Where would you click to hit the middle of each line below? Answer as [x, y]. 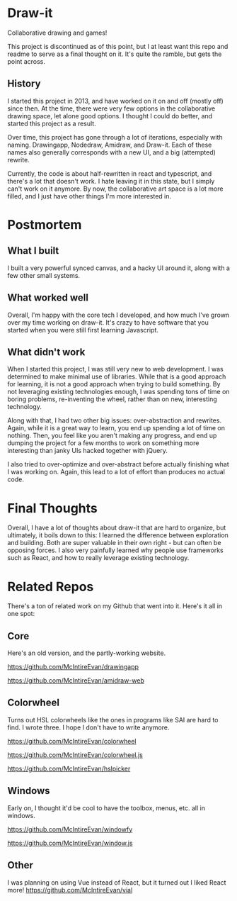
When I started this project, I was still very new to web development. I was [116, 369]
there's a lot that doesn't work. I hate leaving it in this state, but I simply [111, 181]
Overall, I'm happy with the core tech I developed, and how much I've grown [118, 315]
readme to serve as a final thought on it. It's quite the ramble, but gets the [115, 54]
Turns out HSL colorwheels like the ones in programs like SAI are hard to [113, 720]
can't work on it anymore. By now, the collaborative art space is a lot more [115, 189]
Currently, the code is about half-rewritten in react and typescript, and [110, 173]
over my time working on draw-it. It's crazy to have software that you [108, 322]
